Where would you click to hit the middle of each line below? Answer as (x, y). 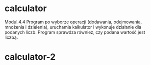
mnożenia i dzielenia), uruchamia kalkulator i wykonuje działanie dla (73, 27)
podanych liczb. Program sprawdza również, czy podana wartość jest (75, 32)
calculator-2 (30, 57)
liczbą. (11, 37)
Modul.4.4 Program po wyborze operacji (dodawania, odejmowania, (73, 22)
